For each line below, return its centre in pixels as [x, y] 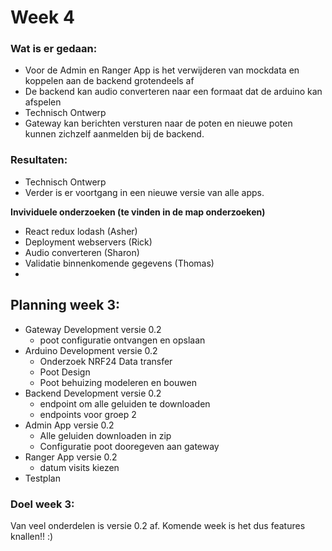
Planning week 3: [65, 305]
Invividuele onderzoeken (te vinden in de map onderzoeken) [138, 212]
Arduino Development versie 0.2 [91, 350]
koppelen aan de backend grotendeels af [109, 81]
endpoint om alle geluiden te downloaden [125, 403]
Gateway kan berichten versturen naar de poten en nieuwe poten [158, 123]
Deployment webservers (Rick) [88, 242]
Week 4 [42, 17]
